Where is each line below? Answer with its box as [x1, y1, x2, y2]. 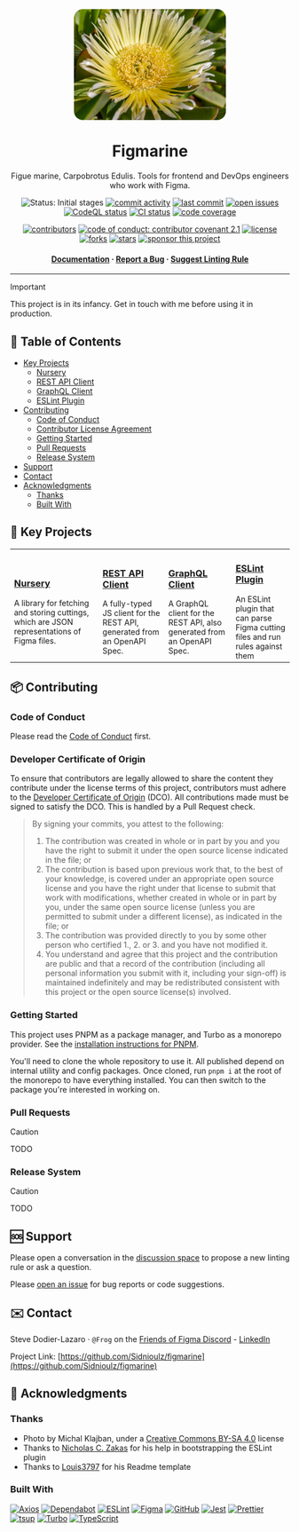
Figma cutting [235, 621, 287, 633]
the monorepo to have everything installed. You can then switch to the [10, 1074, 267, 1086]
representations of [13, 626, 82, 636]
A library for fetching [13, 597, 90, 608]
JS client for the [102, 608, 161, 619]
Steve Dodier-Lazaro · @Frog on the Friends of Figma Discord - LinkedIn [10, 1333, 271, 1344]
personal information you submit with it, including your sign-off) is [44, 967, 287, 979]
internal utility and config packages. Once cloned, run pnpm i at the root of [10, 1065, 282, 1076]
